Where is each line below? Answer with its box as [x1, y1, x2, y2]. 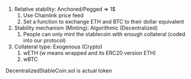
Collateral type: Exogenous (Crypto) [14, 43, 102, 50]
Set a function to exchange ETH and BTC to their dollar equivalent [23, 18, 184, 25]
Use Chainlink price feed [23, 12, 84, 19]
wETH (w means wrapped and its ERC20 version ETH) [23, 50, 156, 56]
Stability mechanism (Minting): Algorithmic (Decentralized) [14, 24, 158, 31]
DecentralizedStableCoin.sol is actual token [5, 67, 112, 74]
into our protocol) [23, 37, 66, 44]
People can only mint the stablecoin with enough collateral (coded [23, 31, 186, 38]
